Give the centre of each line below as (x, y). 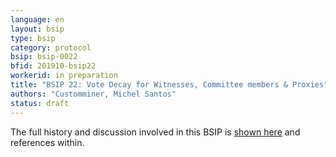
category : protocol (51, 47)
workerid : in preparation (64, 76)
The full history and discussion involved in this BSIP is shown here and (155, 132)
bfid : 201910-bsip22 (53, 66)
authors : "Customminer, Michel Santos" (93, 94)
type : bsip (33, 38)
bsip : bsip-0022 (44, 57)
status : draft (40, 103)
